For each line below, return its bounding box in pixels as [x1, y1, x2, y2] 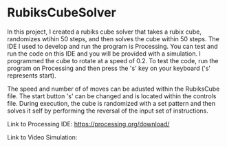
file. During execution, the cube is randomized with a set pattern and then [7, 99, 216, 107]
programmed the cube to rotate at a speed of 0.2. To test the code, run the [7, 56, 219, 65]
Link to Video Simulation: [7, 133, 78, 142]
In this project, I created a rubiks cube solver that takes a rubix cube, [7, 27, 202, 36]
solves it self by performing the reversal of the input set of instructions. [7, 106, 208, 115]
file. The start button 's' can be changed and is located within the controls [7, 91, 217, 100]
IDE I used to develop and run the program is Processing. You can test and [7, 42, 218, 50]
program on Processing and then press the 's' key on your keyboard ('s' [7, 64, 211, 72]
